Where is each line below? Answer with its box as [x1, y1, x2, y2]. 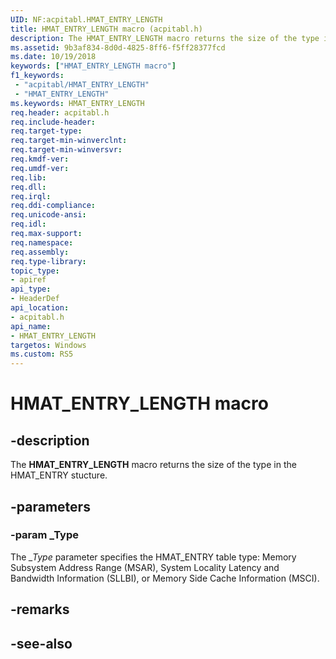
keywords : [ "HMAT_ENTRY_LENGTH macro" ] [10, 61, 177, 71]
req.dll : [10, 182, 47, 192]
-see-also [10, 635, 73, 652]
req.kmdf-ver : [10, 154, 70, 164]
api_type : [10, 284, 52, 295]
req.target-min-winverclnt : [10, 136, 128, 146]
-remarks [10, 601, 70, 618]
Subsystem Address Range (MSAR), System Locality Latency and [10, 561, 280, 573]
